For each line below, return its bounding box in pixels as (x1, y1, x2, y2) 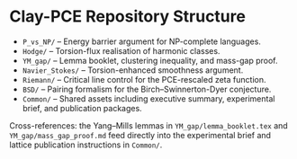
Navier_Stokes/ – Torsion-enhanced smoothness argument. (22, 65, 244, 75)
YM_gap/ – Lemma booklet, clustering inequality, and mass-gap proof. (22, 55, 278, 66)
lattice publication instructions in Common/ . (9, 139, 163, 150)
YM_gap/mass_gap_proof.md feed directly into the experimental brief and (9, 129, 272, 140)
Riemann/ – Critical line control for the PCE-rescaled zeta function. (22, 74, 266, 84)
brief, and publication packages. (22, 102, 142, 113)
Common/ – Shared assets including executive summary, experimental (22, 93, 275, 104)
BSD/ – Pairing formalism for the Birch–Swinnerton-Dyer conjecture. (22, 84, 272, 94)
